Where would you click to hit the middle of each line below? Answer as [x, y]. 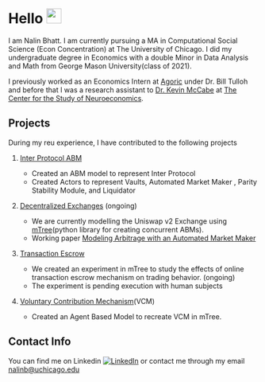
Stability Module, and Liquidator [84, 190]
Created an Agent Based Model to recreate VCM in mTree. [127, 316]
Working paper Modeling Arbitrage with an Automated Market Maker [144, 238]
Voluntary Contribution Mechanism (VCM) [87, 301]
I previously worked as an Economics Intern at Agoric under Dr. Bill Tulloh [128, 81]
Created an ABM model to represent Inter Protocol [113, 173]
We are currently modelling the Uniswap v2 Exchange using [129, 221]
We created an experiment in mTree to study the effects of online [138, 269]
